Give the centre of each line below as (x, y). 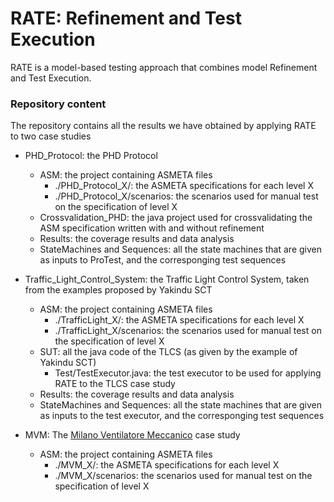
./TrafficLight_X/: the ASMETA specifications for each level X (179, 320)
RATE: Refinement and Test (126, 18)
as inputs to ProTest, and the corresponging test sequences (163, 260)
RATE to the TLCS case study (115, 384)
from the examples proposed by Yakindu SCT (118, 290)
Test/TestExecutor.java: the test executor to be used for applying (188, 373)
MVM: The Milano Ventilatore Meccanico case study (132, 435)
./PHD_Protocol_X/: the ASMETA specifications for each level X (184, 186)
